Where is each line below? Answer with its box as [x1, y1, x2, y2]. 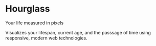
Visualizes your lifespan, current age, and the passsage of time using [5, 29, 151, 35]
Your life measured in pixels [5, 20, 64, 26]
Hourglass [5, 3, 50, 15]
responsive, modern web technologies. [5, 35, 88, 41]
